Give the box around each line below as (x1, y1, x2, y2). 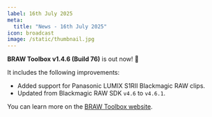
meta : (7, 17, 23, 24)
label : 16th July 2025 (7, 10, 73, 17)
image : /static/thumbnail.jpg (7, 36, 95, 43)
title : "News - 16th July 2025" (13, 23, 108, 30)
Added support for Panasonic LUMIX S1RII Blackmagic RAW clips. (17, 82, 206, 90)
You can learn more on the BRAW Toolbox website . (7, 102, 153, 111)
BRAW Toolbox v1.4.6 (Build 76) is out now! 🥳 (7, 55, 139, 63)
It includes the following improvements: (7, 69, 120, 77)
